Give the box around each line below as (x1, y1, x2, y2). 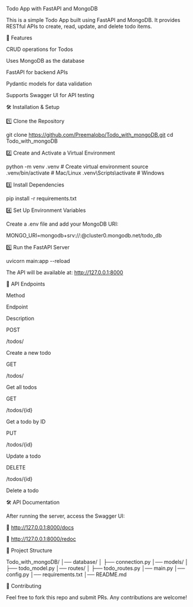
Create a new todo (6, 349, 51, 356)
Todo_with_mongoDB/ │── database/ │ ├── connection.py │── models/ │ (6, 558, 189, 565)
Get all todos (6, 384, 37, 390)
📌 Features (6, 34, 32, 41)
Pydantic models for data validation (6, 80, 93, 87)
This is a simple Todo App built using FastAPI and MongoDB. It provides (6, 17, 181, 23)
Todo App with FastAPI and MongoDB (6, 5, 98, 12)
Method (6, 292, 25, 298)
